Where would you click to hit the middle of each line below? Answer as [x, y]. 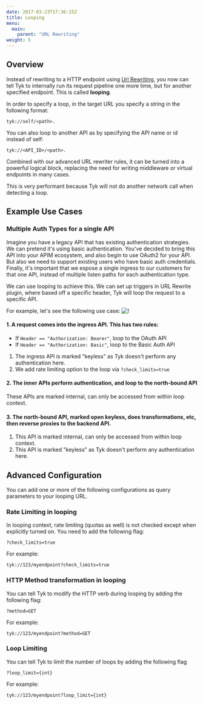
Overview [25, 65]
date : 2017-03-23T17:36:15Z [42, 12]
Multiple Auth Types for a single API [60, 229]
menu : [13, 23]
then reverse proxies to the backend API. [59, 423]
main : [19, 29]
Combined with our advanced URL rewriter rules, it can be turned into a [95, 161]
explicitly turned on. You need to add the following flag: [75, 532]
